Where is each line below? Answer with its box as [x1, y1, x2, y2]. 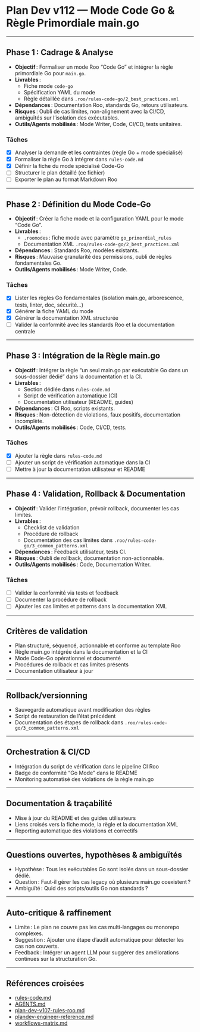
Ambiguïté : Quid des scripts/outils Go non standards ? [14, 885, 148, 892]
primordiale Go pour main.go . [14, 69, 86, 76]
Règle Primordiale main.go [6, 16, 140, 30]
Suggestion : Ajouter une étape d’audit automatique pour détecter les [14, 936, 185, 944]
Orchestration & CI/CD [6, 747, 90, 757]
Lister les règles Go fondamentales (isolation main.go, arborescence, [14, 294, 184, 302]
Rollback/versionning [6, 690, 87, 700]
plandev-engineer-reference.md [14, 1013, 94, 1020]
